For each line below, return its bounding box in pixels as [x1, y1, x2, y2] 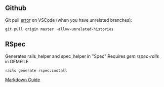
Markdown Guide [5, 77, 41, 83]
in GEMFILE [5, 58, 29, 64]
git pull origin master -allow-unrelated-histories [5, 27, 114, 32]
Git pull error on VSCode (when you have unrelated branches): [5, 17, 132, 23]
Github [5, 4, 27, 12]
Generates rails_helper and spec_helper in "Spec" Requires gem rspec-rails [5, 53, 159, 59]
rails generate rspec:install [5, 68, 68, 73]
